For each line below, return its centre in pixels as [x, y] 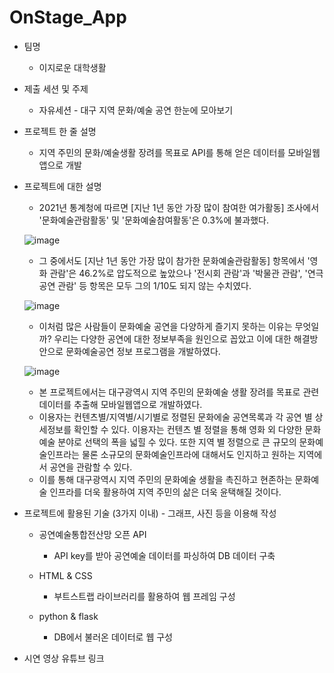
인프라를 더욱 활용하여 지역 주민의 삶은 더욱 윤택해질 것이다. [165, 492]
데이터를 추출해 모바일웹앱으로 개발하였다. [120, 404]
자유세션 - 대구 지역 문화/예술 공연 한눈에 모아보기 [136, 110]
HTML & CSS [65, 575]
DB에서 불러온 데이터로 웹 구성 [113, 637]
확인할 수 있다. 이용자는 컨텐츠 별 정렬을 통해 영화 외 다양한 [188, 429]
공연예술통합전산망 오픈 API [92, 534]
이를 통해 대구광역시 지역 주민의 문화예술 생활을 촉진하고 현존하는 [165, 479]
